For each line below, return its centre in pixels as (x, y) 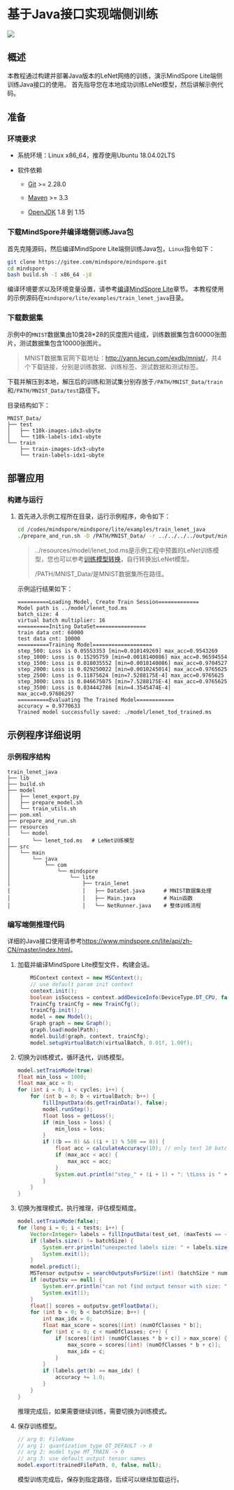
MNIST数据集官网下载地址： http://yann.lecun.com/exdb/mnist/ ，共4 (123, 358)
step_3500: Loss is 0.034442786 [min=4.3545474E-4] (94, 688)
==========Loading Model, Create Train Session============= (108, 602)
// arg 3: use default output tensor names (82, 1459)
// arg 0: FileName (46, 1439)
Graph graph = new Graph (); (71, 1024)
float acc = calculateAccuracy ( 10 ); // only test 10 (133, 1148)
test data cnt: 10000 (49, 639)
